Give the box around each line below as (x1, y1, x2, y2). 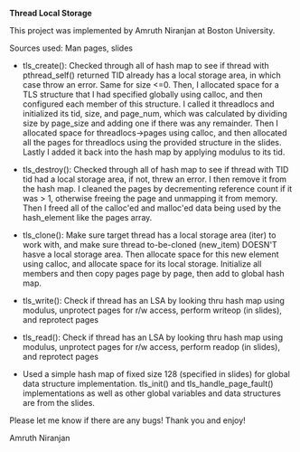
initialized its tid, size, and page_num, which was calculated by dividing (22, 108, 287, 118)
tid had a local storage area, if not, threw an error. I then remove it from (22, 174, 287, 184)
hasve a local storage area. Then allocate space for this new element (22, 249, 279, 259)
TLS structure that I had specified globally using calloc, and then (22, 89, 264, 99)
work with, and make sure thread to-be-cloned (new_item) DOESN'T (22, 240, 277, 250)
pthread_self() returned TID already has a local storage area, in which (22, 70, 282, 80)
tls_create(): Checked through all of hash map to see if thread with (22, 61, 269, 71)
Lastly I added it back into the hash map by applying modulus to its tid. (22, 146, 286, 157)
